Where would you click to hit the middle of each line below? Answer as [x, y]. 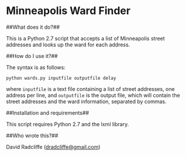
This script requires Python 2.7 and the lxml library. [68, 124]
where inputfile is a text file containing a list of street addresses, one [90, 89]
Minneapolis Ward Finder [68, 11]
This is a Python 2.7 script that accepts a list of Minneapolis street [85, 38]
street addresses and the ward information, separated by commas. [86, 101]
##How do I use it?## [32, 56]
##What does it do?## [33, 27]
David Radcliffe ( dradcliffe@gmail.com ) [53, 147]
